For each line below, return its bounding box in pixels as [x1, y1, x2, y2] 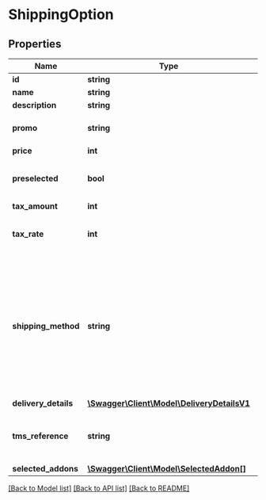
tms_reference [12, 430, 69, 441]
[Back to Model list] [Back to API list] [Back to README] [8, 483, 190, 493]
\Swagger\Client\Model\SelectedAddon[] [86, 464, 247, 474]
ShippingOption [8, 6, 115, 24]
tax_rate [12, 228, 44, 239]
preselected [12, 173, 59, 184]
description [12, 100, 57, 110]
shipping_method [12, 321, 80, 331]
